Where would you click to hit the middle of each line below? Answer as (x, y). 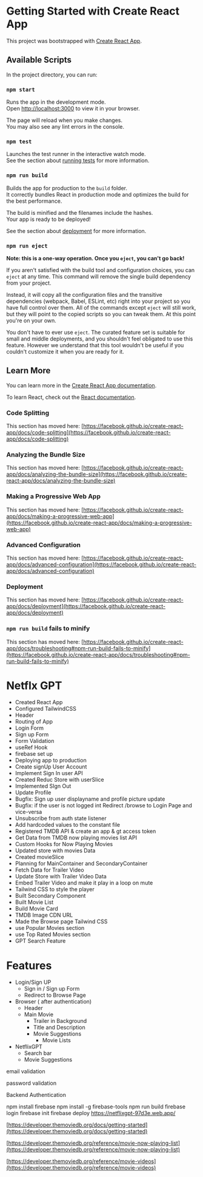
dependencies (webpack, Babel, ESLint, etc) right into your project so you (98, 301)
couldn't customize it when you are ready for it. (65, 351)
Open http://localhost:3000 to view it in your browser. (73, 109)
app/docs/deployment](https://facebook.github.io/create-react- (86, 606)
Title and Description (59, 1028)
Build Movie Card (37, 909)
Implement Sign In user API (49, 773)
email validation (26, 1071)
